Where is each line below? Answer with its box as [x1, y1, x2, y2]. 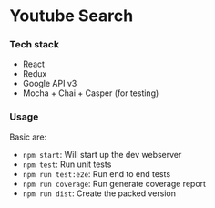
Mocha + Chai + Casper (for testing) [22, 88, 159, 99]
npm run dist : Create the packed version [22, 188, 176, 199]
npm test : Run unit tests [22, 159, 112, 170]
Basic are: [9, 131, 47, 142]
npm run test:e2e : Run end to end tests [22, 168, 171, 179]
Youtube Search [9, 5, 134, 26]
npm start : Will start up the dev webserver [22, 149, 182, 160]
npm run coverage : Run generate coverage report [22, 178, 207, 189]
